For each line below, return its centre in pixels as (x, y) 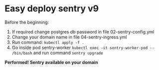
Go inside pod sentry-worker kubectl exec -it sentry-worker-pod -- (83, 47)
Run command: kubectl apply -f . (48, 42)
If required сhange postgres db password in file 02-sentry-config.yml (83, 32)
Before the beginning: (27, 22)
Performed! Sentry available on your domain (51, 62)
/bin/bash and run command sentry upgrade (57, 53)
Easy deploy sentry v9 (52, 9)
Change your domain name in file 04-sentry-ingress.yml (69, 37)
